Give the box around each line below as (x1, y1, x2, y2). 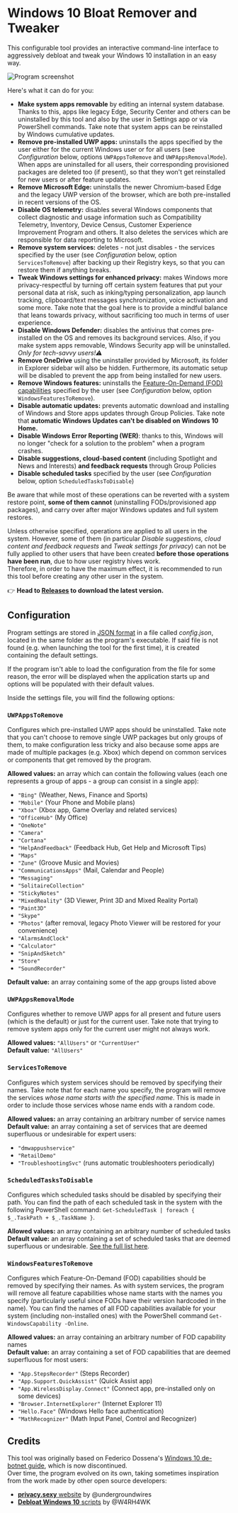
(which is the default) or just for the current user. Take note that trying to (7, 1017, 219, 1026)
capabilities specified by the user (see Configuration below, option (17, 386, 212, 394)
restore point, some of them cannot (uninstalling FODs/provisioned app (7, 498, 217, 506)
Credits (7, 1435, 41, 1447)
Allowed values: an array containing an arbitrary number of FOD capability (7, 1333, 227, 1341)
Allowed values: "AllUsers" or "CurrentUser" (7, 1038, 140, 1047)
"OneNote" (17, 822, 47, 829)
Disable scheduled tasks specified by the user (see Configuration (17, 469, 212, 477)
